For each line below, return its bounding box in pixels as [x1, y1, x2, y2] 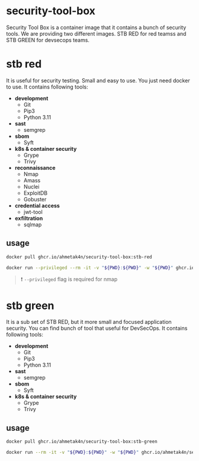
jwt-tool [23, 208, 43, 215]
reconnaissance [14, 164, 56, 171]
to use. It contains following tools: [6, 83, 88, 90]
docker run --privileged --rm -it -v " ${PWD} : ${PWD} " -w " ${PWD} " [6, 264, 174, 271]
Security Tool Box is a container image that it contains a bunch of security [6, 24, 187, 31]
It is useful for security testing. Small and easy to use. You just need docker [6, 77, 191, 84]
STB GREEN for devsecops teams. [6, 36, 90, 43]
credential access [14, 202, 60, 209]
